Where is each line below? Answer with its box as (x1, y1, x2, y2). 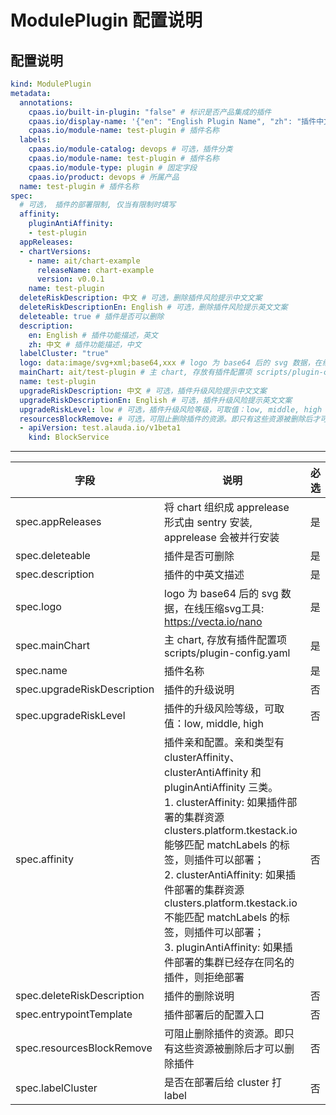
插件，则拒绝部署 (164, 971, 245, 985)
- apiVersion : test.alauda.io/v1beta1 (19, 423, 182, 433)
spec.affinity (15, 852, 74, 866)
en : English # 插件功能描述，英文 (28, 330, 158, 340)
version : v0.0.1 (36, 274, 105, 285)
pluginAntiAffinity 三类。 (164, 781, 279, 795)
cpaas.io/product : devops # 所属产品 (28, 172, 180, 182)
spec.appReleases (15, 515, 102, 529)
